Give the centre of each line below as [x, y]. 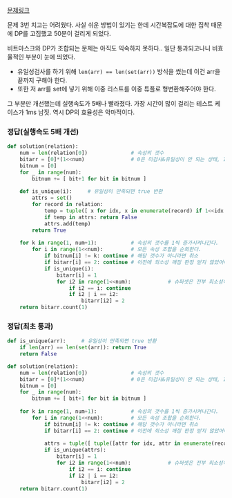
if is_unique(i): [69, 268]
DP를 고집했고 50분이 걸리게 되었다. [63, 34]
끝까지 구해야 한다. [42, 80]
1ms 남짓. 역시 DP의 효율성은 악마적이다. [80, 112]
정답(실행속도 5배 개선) [43, 131]
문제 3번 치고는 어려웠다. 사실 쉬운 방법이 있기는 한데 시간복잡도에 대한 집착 [108, 25]
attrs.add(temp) [67, 223]
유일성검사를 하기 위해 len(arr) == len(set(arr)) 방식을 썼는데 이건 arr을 [119, 72]
